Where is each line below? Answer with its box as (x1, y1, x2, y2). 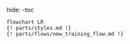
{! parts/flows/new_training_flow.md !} (6, 30, 124, 37)
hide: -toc (6, 6, 34, 14)
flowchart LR (6, 19, 44, 26)
